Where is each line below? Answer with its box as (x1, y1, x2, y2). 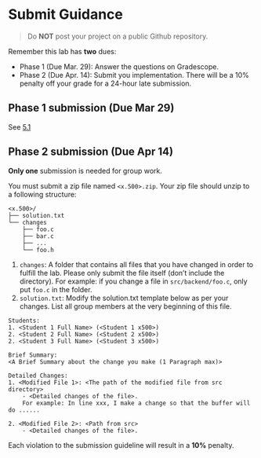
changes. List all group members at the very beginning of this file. (19, 301, 233, 311)
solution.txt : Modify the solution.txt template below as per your (19, 293, 229, 302)
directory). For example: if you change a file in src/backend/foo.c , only (19, 277, 248, 286)
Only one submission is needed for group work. (8, 166, 162, 175)
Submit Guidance (8, 5, 123, 24)
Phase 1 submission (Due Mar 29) (8, 101, 175, 115)
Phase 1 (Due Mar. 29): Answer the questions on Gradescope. (19, 61, 219, 71)
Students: (8, 317, 41, 324)
